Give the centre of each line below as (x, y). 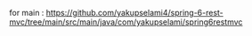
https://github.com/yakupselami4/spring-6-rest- (135, 13)
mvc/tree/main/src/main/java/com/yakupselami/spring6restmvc (126, 22)
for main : (27, 13)
